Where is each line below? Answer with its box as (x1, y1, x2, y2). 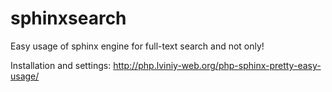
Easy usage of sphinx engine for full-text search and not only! (10, 40, 265, 52)
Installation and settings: (10, 59, 112, 71)
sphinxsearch (10, 7, 127, 30)
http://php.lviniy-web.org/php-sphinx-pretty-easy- (113, 59, 322, 71)
